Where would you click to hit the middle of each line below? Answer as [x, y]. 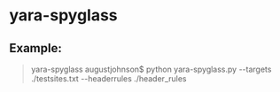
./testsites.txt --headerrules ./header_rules [109, 79]
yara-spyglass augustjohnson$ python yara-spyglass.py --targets [151, 69]
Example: [35, 48]
